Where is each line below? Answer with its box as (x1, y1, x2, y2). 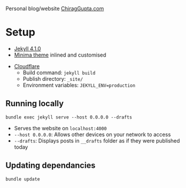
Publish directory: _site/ (22, 75, 84, 82)
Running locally (5, 98, 64, 108)
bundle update (5, 176, 41, 182)
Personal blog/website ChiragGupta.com (5, 5, 104, 12)
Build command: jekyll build (22, 69, 95, 76)
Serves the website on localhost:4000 (14, 124, 107, 131)
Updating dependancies (5, 160, 96, 170)
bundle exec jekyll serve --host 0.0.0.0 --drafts (5, 114, 132, 120)
